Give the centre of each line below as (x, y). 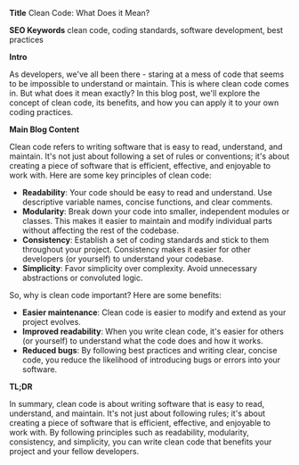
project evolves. (52, 322)
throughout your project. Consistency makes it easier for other (136, 249)
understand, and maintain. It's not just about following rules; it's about (137, 413)
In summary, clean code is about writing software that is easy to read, (137, 404)
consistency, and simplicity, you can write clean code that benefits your (141, 442)
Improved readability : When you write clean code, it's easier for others (153, 331)
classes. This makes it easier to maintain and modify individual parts (147, 221)
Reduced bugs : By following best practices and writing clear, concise (149, 350)
